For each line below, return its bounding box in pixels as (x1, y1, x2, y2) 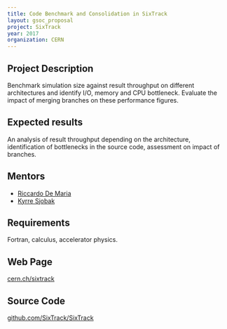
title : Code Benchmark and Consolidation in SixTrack (7, 10, 168, 18)
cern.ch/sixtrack (7, 275, 55, 283)
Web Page (7, 256, 53, 268)
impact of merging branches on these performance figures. (7, 96, 179, 104)
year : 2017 (7, 30, 39, 37)
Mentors (7, 170, 46, 183)
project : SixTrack (7, 23, 61, 30)
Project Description (7, 63, 94, 75)
